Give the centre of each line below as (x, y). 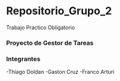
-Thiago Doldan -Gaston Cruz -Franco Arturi (60, 72)
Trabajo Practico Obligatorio (41, 27)
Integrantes (23, 59)
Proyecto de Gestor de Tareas (50, 43)
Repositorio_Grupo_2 (59, 11)
